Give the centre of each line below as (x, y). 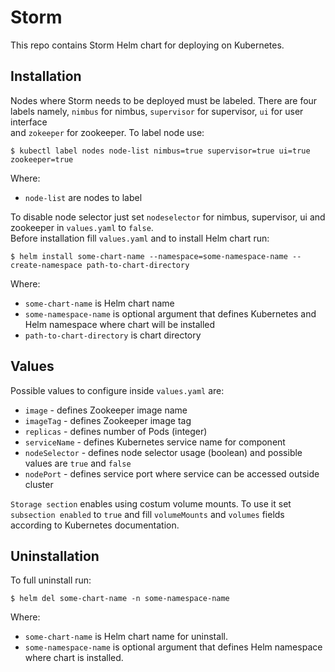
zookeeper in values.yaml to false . (82, 227)
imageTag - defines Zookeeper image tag (108, 420)
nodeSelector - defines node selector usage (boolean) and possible (163, 452)
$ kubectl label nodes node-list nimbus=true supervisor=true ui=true (160, 151)
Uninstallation (55, 556)
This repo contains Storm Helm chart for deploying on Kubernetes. (147, 45)
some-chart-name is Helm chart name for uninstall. (126, 637)
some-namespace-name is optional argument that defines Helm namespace (173, 647)
